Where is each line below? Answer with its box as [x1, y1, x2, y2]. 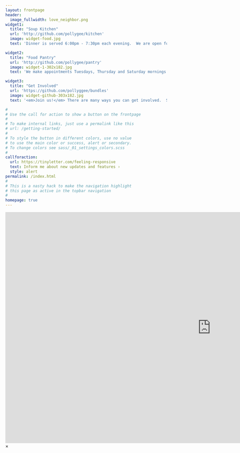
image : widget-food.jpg [10, 36, 61, 42]
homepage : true [5, 198, 38, 203]
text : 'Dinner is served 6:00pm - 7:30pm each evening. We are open [10, 41, 162, 46]
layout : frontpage [5, 7, 45, 13]
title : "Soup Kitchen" [10, 27, 58, 32]
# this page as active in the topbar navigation [5, 188, 111, 193]
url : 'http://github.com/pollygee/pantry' [10, 60, 102, 65]
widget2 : [5, 50, 24, 55]
